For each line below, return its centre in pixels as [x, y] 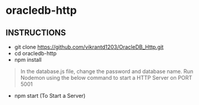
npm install [28, 60]
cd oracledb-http [35, 53]
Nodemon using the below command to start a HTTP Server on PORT [106, 78]
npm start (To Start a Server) [50, 96]
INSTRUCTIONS [36, 33]
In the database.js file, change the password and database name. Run [107, 71]
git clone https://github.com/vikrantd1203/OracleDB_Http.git [89, 47]
